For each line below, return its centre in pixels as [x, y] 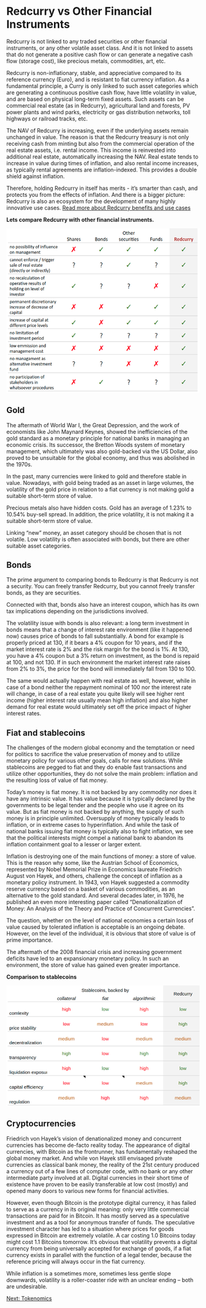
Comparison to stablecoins [42, 977]
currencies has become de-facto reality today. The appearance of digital [98, 1145]
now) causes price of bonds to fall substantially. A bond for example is [95, 636]
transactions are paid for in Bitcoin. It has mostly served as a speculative [98, 1216]
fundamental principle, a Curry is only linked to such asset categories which [102, 86]
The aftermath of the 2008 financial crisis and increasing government [94, 952]
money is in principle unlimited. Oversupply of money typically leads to [96, 818]
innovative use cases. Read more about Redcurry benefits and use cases [99, 208]
